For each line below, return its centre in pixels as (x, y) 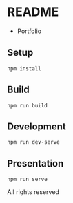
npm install (24, 68)
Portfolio (29, 31)
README (33, 12)
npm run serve (28, 180)
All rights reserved (33, 192)
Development (37, 126)
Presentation (35, 163)
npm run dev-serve (33, 142)
